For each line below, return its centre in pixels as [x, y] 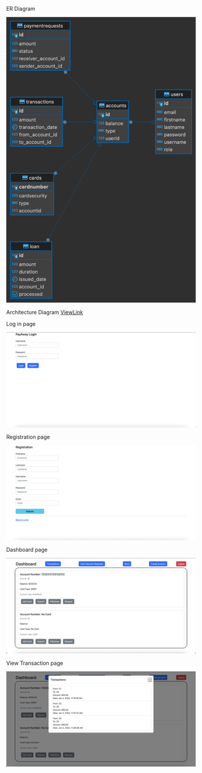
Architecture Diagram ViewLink [44, 313]
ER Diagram [21, 9]
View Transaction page [35, 663]
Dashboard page [27, 550]
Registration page [28, 437]
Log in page [21, 324]
